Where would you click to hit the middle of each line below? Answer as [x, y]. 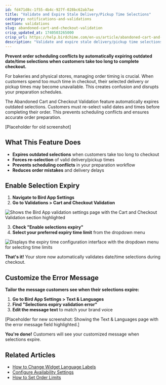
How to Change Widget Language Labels [54, 367]
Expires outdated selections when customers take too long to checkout [86, 154]
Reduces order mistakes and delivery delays [58, 170]
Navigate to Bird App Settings [43, 197]
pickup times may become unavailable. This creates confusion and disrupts [82, 87]
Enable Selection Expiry [42, 185]
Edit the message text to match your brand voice [62, 310]
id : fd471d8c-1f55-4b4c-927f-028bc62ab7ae [49, 10]
